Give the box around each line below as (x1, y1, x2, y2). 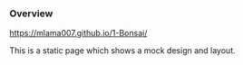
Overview (9, 7, 53, 20)
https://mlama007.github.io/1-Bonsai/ (9, 28, 148, 39)
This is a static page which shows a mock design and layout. (9, 45, 236, 56)
